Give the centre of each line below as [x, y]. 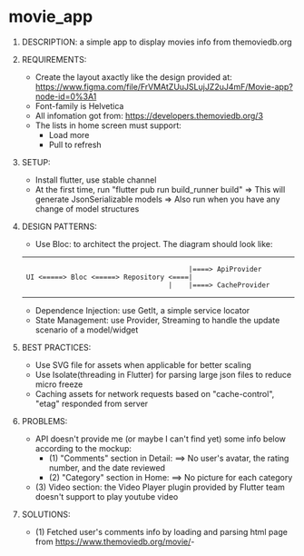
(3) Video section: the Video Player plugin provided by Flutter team [160, 487]
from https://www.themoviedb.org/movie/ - [115, 541]
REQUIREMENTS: [54, 59]
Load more [69, 134]
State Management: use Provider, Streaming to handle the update [157, 320]
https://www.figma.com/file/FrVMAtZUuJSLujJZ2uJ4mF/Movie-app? [164, 86]
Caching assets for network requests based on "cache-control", [155, 393]
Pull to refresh [75, 144]
